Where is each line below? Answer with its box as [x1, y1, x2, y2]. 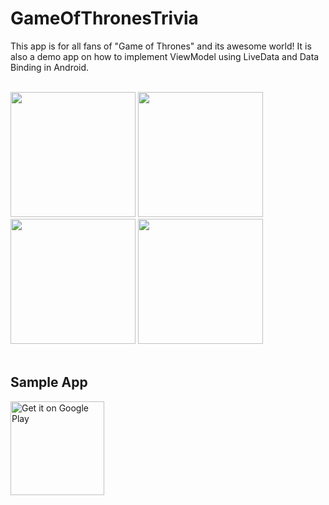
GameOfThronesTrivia [10, 7, 199, 30]
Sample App [10, 374, 88, 391]
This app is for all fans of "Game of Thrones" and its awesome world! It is [10, 40, 312, 52]
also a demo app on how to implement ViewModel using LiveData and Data [10, 50, 320, 62]
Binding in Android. [10, 61, 90, 73]
